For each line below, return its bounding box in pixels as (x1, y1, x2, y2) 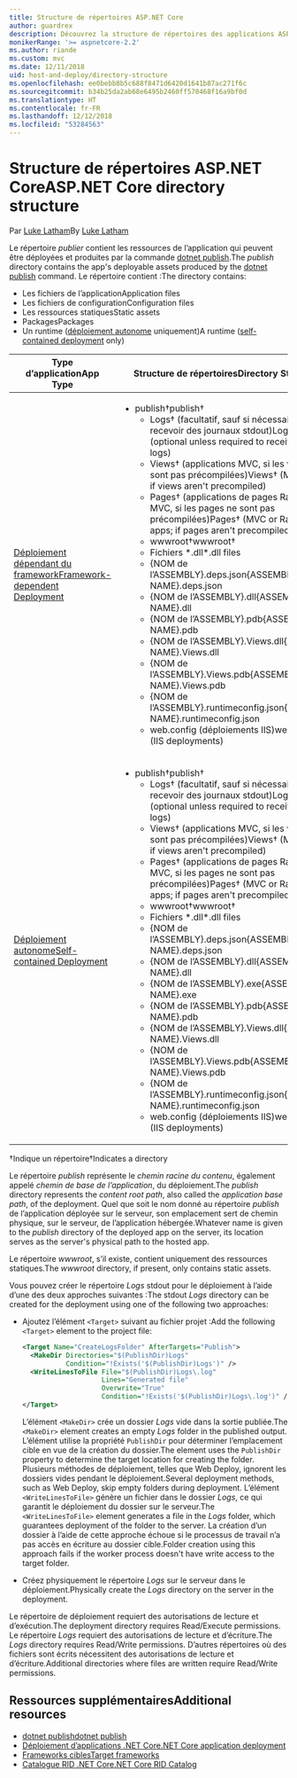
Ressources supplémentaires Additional (9, 1693, 232, 1708)
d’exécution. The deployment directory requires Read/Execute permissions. (9, 1620, 281, 1631)
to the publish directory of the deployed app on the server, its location (9, 1226, 263, 1237)
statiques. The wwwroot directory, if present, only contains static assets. (9, 1263, 271, 1273)
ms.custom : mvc (9, 54, 65, 63)
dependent (13, 579, 59, 591)
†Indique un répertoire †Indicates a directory (9, 1153, 168, 1163)
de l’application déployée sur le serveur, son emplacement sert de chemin (9, 1208, 278, 1218)
